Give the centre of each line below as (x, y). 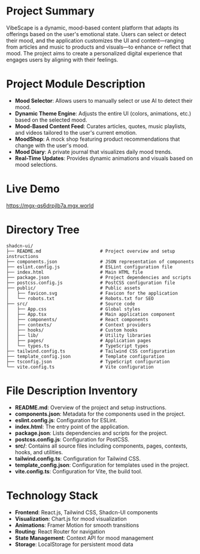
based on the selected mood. (51, 120)
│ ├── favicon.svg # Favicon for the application (92, 293)
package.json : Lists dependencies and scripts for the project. (91, 433)
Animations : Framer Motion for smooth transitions (77, 525)
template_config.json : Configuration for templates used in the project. (102, 465)
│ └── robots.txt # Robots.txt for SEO (80, 298)
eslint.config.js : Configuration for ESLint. (66, 420)
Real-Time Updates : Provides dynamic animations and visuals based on (104, 158)
